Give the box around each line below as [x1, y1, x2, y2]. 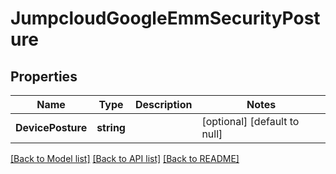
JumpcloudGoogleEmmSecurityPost [10, 7, 321, 30]
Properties [10, 68, 78, 85]
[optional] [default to [201, 115, 300, 128]
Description [134, 98, 193, 111]
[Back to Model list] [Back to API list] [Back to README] [10, 153, 240, 164]
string [96, 121, 126, 134]
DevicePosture [15, 121, 88, 134]
